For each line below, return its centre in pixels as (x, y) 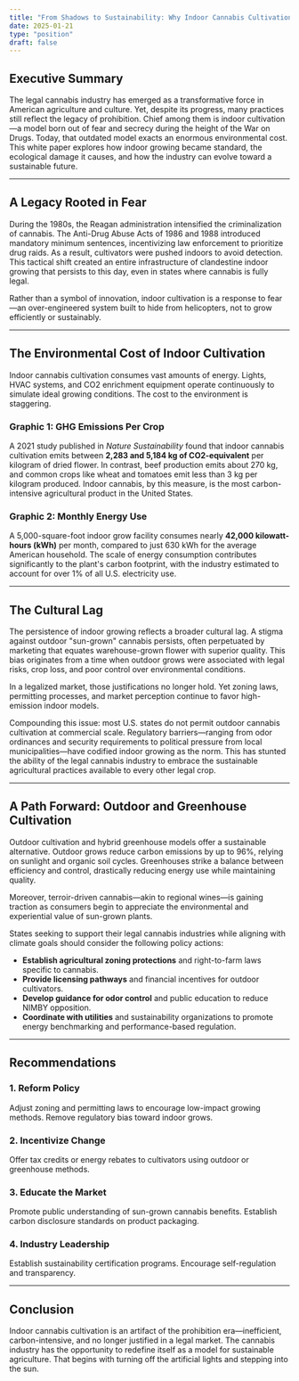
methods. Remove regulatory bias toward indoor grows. (111, 1117)
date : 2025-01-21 (41, 26)
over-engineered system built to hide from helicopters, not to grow (150, 308)
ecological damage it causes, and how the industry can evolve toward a (141, 157)
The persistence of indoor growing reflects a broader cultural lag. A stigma (146, 632)
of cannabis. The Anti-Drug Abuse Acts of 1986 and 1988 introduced (135, 234)
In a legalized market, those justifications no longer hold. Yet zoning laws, (144, 686)
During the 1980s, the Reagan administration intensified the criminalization (145, 224)
